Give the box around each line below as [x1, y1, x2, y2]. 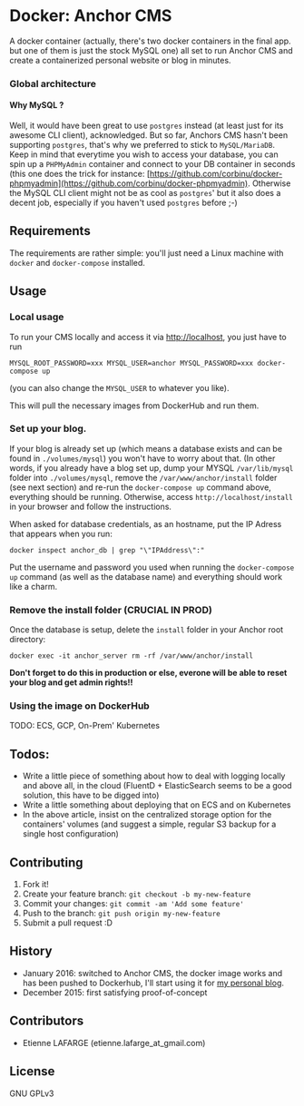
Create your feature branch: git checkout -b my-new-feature [22, 888, 251, 899]
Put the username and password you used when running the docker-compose [9, 562, 295, 573]
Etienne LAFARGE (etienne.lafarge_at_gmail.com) [22, 1037, 206, 1048]
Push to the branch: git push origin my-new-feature [22, 908, 221, 919]
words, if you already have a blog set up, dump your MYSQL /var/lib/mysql [9, 462, 294, 473]
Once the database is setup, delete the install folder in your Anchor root [9, 624, 284, 635]
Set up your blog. [9, 423, 87, 436]
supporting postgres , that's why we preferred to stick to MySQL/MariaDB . [9, 140, 275, 151]
